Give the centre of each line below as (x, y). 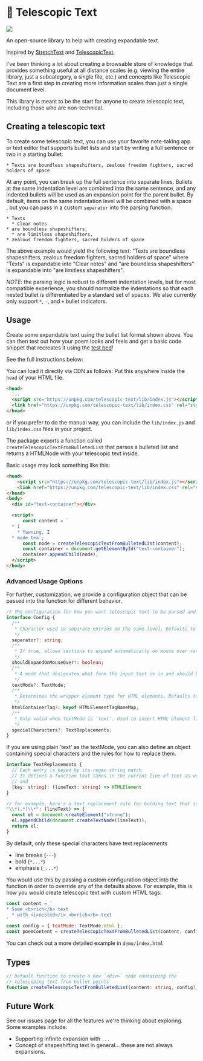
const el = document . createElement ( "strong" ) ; (71, 815)
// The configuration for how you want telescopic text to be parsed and (101, 612)
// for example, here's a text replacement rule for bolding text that (98, 803)
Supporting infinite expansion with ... (63, 1039)
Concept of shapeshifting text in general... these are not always (94, 1045)
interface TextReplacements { (44, 765)
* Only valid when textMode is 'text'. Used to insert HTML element (102, 719)
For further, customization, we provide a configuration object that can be (97, 594)
